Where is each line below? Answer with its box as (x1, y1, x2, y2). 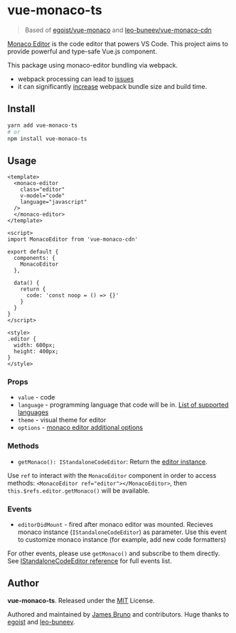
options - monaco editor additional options (17, 423, 144, 432)
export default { (7, 249, 59, 256)
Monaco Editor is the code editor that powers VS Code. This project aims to (7, 39, 229, 48)
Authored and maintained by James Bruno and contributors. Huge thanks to (7, 610, 230, 618)
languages (17, 408, 49, 417)
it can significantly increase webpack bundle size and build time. (17, 82, 208, 90)
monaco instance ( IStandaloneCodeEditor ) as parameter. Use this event (17, 528, 227, 536)
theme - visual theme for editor (17, 416, 107, 424)
